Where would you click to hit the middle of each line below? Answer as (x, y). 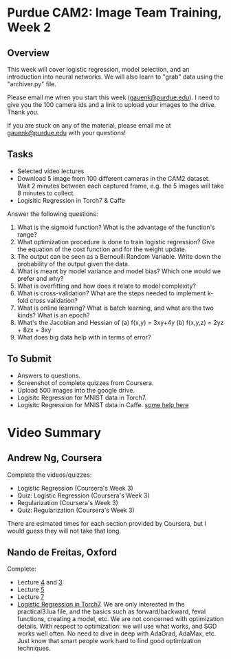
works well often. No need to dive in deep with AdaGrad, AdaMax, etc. (117, 633)
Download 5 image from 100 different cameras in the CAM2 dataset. (113, 178)
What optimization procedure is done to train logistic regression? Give (116, 242)
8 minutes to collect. (46, 193)
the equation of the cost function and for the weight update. (102, 249)
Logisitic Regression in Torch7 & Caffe (71, 200)
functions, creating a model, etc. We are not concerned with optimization (120, 619)
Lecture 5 (31, 590)
